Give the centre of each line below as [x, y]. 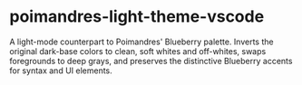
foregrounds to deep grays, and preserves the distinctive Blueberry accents [151, 61]
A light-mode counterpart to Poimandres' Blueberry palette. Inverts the [141, 42]
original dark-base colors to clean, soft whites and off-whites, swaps [138, 51]
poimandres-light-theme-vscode [137, 17]
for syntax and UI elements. [61, 71]
